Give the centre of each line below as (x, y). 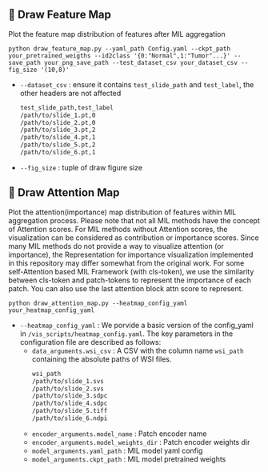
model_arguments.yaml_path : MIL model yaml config (117, 450)
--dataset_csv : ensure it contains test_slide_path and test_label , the (137, 84)
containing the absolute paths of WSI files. (102, 359)
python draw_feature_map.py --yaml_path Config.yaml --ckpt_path (119, 49)
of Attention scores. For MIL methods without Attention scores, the (118, 229)
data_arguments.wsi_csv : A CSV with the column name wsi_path (138, 350)
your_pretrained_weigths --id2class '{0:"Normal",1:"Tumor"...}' (119, 56)
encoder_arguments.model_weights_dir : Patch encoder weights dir (141, 442)
